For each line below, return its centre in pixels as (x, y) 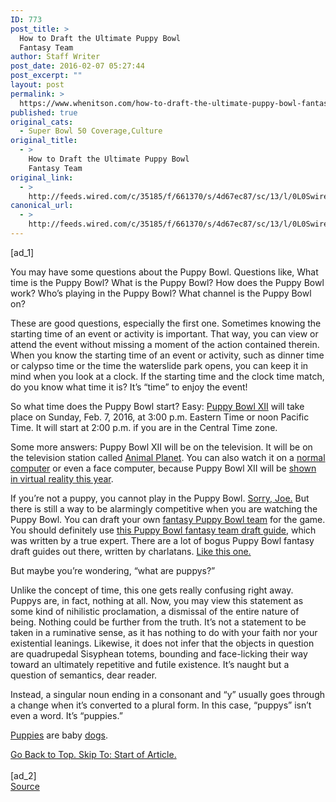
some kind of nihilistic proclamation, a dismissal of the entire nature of (155, 611)
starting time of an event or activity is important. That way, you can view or (164, 333)
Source (25, 786)
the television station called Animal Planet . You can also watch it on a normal (168, 457)
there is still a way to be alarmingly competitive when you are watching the (164, 508)
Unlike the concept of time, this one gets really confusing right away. (152, 590)
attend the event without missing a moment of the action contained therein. (165, 344)
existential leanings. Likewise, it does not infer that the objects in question (162, 643)
